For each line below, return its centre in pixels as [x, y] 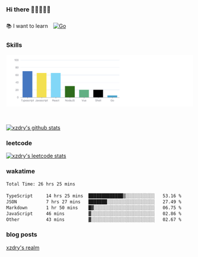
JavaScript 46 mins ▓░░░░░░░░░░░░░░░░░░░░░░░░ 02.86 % [94, 214]
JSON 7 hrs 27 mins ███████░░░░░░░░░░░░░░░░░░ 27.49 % [94, 202]
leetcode [19, 143]
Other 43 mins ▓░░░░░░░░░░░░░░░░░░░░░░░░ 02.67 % [94, 220]
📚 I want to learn [27, 26]
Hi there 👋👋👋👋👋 [29, 9]
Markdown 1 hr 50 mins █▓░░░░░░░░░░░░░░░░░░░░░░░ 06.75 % [94, 208]
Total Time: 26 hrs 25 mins [41, 184]
